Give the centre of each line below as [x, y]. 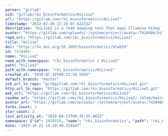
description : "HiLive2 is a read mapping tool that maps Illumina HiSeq [82, 28]
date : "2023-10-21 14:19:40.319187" [43, 126]
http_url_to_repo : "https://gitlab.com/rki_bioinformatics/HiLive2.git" [82, 88]
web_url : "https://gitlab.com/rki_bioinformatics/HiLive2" [68, 93]
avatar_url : [17, 103]
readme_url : [17, 98]
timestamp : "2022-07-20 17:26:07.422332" [49, 24]
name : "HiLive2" [22, 56]
